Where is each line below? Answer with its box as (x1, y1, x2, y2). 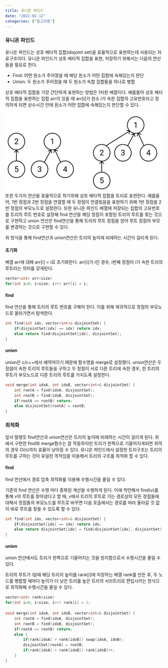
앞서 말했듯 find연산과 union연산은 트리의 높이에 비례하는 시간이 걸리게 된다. (5, 434, 154, 440)
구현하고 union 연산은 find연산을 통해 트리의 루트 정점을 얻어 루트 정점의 (10, 218, 151, 224)
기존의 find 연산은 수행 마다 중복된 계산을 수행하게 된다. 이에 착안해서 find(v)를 (5, 487, 158, 493)
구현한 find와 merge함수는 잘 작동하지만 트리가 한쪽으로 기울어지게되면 (14, 440, 153, 446)
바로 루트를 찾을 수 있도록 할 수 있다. (10, 506, 81, 512)
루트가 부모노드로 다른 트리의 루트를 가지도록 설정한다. (5, 371, 111, 378)
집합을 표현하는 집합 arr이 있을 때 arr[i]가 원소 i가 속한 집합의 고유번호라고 (10, 95, 154, 101)
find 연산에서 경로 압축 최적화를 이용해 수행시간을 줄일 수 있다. (5, 476, 126, 482)
